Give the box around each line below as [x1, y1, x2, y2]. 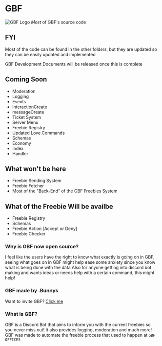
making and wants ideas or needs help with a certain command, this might [5, 270, 155, 276]
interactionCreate [12, 104, 47, 110]
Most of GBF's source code [31, 19, 86, 25]
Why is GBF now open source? [5, 243, 79, 250]
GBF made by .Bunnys [5, 287, 59, 294]
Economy [12, 140, 32, 146]
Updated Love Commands [12, 130, 65, 136]
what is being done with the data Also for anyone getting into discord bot [5, 265, 152, 271]
